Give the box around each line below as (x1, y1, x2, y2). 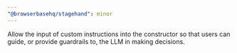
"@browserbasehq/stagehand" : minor (7, 10, 113, 18)
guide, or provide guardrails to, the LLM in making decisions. (7, 37, 185, 46)
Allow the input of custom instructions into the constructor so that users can (7, 30, 231, 38)
